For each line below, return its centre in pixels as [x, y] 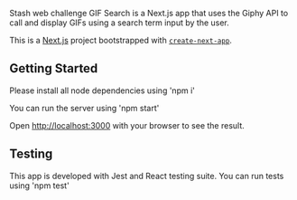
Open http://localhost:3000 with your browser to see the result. [127, 125]
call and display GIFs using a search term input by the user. [120, 23]
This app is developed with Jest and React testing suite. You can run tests [147, 176]
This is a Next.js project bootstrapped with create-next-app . [121, 40]
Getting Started [54, 68]
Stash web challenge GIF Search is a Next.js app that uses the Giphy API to [149, 13]
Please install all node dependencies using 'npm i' [102, 90]
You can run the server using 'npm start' [84, 108]
